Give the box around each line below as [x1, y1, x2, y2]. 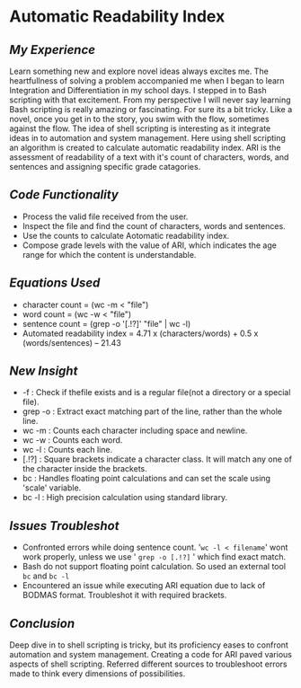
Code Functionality [9, 187, 119, 203]
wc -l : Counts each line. [22, 445, 113, 455]
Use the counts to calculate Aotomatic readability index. [22, 230, 230, 241]
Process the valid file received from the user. [22, 211, 189, 222]
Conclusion [9, 615, 75, 631]
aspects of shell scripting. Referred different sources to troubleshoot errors [9, 658, 288, 670]
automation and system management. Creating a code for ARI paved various [9, 649, 292, 660]
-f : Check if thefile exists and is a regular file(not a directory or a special [22, 387, 291, 398]
